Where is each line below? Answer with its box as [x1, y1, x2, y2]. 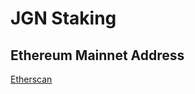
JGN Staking [10, 7, 117, 30]
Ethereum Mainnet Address [10, 47, 185, 64]
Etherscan [10, 73, 53, 85]
